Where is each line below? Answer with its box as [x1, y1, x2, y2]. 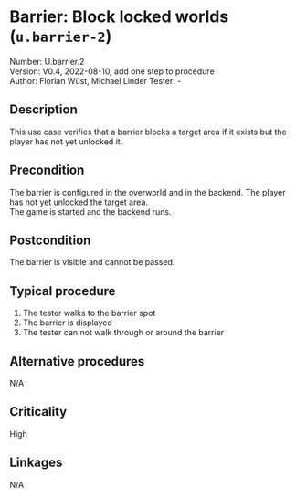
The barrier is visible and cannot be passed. [9, 257, 175, 268]
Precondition [9, 163, 85, 178]
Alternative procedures [9, 354, 145, 369]
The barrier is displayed [22, 317, 112, 328]
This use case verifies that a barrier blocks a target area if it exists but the [9, 126, 287, 137]
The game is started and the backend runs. [9, 206, 172, 217]
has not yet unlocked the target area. [9, 196, 149, 207]
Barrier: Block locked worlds [9, 6, 229, 27]
